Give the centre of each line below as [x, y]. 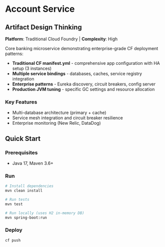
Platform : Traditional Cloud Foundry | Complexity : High [61, 39]
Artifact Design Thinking [43, 27]
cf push [13, 240]
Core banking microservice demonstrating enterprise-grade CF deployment [82, 48]
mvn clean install [24, 191]
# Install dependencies [29, 186]
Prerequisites [21, 152]
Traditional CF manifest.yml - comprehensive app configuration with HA [86, 63]
